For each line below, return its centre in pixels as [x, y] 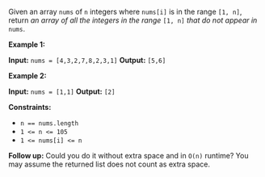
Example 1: [27, 44]
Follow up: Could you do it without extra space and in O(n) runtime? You [128, 156]
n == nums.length [49, 124]
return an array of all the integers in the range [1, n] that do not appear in [133, 20]
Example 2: [27, 76]
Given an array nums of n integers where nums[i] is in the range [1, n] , [125, 12]
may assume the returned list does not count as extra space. [109, 164]
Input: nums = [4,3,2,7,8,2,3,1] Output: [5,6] [87, 60]
